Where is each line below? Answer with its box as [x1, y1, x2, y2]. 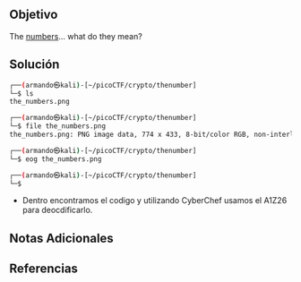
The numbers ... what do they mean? [9, 30, 143, 41]
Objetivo [9, 7, 58, 22]
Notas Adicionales [9, 230, 114, 245]
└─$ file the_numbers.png [9, 122, 106, 131]
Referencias [9, 261, 79, 277]
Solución [9, 57, 60, 73]
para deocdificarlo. [21, 205, 93, 216]
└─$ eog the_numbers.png [9, 154, 102, 164]
